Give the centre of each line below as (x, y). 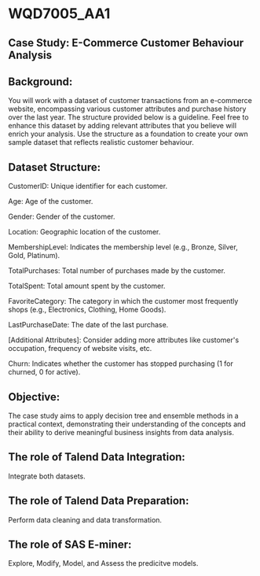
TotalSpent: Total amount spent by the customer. (87, 286)
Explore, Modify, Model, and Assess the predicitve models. (103, 563)
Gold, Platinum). (34, 256)
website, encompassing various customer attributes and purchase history (127, 109)
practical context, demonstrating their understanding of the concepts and (127, 424)
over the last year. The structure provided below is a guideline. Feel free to (128, 117)
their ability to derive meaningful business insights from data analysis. (121, 433)
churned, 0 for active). (44, 372)
